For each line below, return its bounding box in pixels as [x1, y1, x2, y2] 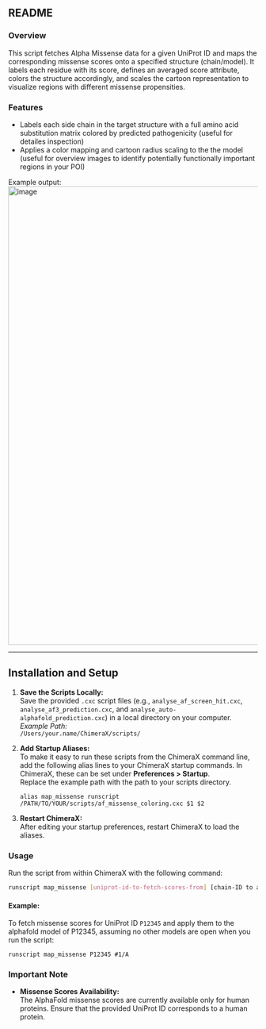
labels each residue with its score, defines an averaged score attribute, [8, 65, 240, 75]
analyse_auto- [130, 706, 177, 714]
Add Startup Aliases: [19, 743, 90, 753]
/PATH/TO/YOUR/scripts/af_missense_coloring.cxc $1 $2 [19, 800, 205, 807]
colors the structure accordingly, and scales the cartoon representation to [8, 73, 249, 83]
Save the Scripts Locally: [19, 687, 104, 697]
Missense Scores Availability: [19, 987, 120, 996]
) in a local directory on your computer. [104, 712, 232, 722]
